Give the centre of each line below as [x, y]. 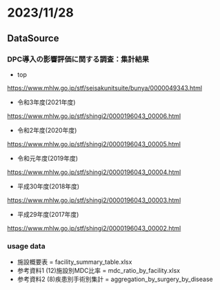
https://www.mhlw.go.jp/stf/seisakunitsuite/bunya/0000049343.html [104, 88]
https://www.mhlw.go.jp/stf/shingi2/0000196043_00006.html [94, 116]
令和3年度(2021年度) [46, 102]
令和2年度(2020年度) [47, 130]
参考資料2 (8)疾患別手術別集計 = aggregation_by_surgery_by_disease [115, 279]
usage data [27, 246]
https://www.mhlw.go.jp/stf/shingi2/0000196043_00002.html [94, 228]
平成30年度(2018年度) [48, 186]
